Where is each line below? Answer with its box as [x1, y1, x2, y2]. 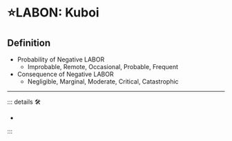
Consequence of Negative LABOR [17, 70, 114, 78]
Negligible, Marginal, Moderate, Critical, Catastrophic [27, 77, 179, 86]
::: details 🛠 [7, 97, 41, 106]
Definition [7, 37, 50, 48]
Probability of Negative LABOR [17, 55, 105, 64]
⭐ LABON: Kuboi [7, 5, 99, 21]
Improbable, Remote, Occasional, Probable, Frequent [27, 63, 178, 70]
